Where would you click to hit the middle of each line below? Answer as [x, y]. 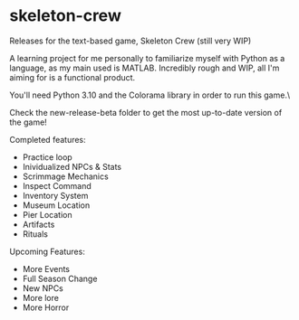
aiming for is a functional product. [72, 77]
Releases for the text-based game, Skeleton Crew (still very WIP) [130, 41]
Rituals [35, 234]
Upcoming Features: [48, 251]
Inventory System [55, 195]
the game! [28, 122]
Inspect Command [57, 185]
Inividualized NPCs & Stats [72, 166]
